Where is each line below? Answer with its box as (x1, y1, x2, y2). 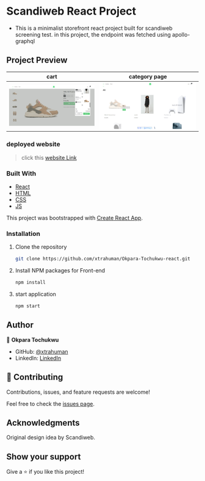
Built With (6, 169, 37, 177)
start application (15, 291, 57, 298)
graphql (15, 37, 35, 45)
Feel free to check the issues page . (6, 400, 95, 407)
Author (6, 320, 34, 330)
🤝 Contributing (6, 372, 63, 382)
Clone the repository (15, 243, 67, 251)
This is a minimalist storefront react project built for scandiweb (15, 24, 173, 32)
